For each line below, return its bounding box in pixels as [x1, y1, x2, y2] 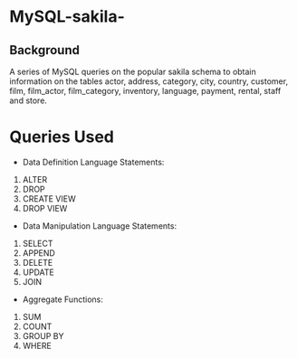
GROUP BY [22, 330, 64, 341]
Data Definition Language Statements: [22, 156, 165, 167]
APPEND [22, 247, 56, 259]
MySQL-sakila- [9, 6, 125, 27]
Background [9, 42, 80, 58]
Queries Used [9, 127, 115, 147]
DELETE [22, 257, 53, 268]
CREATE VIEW [22, 193, 76, 204]
